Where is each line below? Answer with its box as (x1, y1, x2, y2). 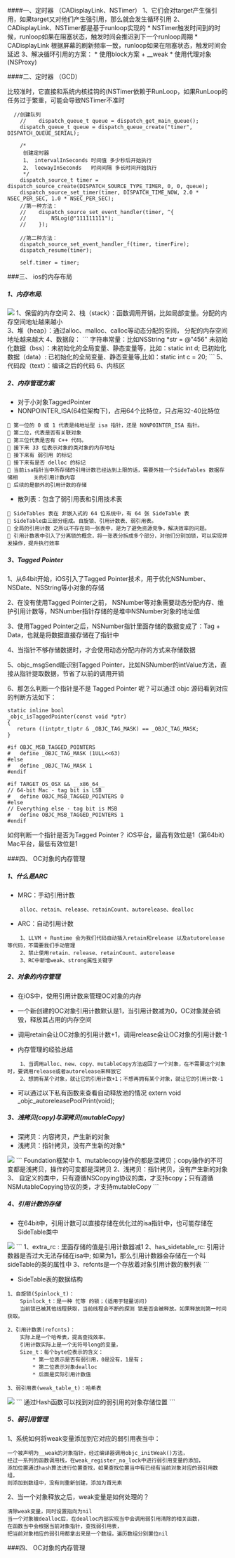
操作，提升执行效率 (12, 540, 60, 547)
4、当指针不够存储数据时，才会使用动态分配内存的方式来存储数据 (7, 645, 196, 654)
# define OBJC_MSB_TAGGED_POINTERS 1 (7, 811, 124, 818)
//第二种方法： (20, 234, 58, 241)
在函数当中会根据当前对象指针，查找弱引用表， (7, 1522, 123, 1530)
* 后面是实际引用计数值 (32, 1371, 91, 1378)
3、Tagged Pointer (7, 555, 64, 564)
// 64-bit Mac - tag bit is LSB (7, 787, 102, 794)
